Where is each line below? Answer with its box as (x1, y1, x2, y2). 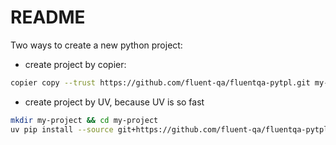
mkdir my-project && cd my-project (10, 115, 159, 125)
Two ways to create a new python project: (10, 39, 183, 51)
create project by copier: (24, 58, 127, 70)
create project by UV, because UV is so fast (24, 96, 205, 108)
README (10, 6, 86, 29)
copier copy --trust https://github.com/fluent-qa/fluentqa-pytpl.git (10, 77, 311, 88)
